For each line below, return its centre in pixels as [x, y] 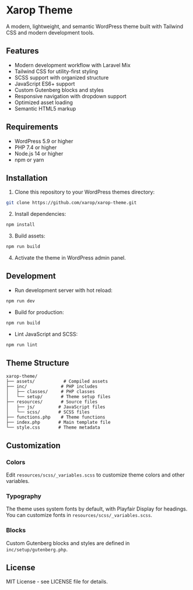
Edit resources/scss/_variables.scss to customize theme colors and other [95, 475]
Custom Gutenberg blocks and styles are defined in [68, 543]
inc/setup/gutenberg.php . [37, 549]
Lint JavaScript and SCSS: [46, 334]
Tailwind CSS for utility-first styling [56, 71]
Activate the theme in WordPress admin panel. [70, 258]
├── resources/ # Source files [52, 402]
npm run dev [20, 301]
